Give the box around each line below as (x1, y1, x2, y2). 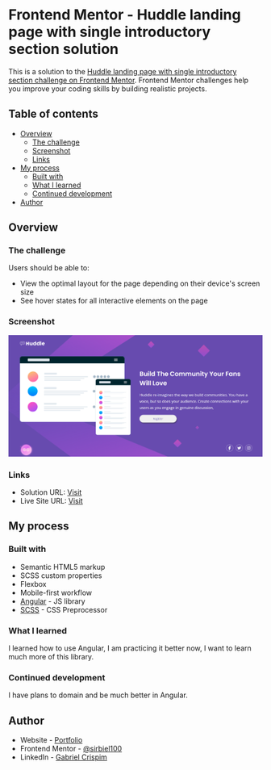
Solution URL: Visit (19, 487, 82, 497)
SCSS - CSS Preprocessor (19, 605, 108, 614)
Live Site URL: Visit (19, 496, 83, 505)
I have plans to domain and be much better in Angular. (8, 690, 188, 700)
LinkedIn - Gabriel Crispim (19, 752, 107, 762)
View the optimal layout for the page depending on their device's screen (19, 278, 261, 288)
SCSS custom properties (19, 571, 102, 580)
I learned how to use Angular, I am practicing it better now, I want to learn (8, 643, 252, 653)
